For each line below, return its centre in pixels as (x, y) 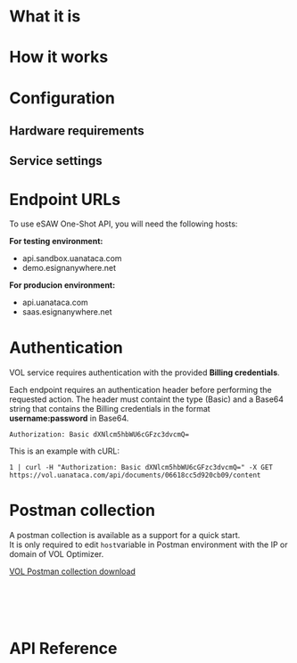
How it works (59, 57)
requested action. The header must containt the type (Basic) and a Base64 (146, 399)
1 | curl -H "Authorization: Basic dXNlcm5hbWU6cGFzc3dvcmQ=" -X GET (141, 468)
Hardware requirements (77, 131)
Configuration (62, 98)
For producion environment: (62, 285)
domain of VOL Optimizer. (57, 554)
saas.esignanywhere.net (67, 312)
